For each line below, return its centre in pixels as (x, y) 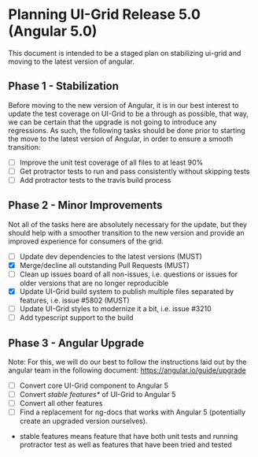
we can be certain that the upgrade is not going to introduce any (112, 122)
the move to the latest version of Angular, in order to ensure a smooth (121, 139)
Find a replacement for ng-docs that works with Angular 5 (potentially (133, 412)
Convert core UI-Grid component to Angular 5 (94, 385)
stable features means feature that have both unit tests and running (129, 437)
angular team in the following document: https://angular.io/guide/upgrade (127, 370)
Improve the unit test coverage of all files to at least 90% (111, 162)
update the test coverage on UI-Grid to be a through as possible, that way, (129, 113)
